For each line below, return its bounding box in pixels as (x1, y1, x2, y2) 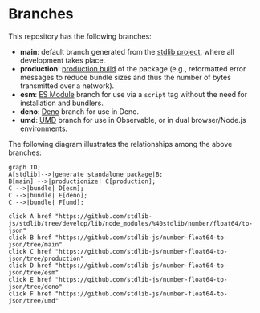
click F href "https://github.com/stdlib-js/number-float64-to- (8, 290, 228, 298)
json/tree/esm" (8, 268, 59, 277)
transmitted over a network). (19, 81, 115, 91)
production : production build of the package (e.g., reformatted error (19, 63, 246, 73)
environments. (19, 124, 68, 133)
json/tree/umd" (8, 296, 59, 305)
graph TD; (8, 163, 42, 171)
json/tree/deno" (8, 283, 63, 291)
